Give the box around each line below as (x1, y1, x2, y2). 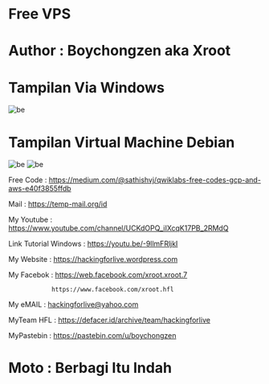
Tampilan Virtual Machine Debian (8, 133, 235, 151)
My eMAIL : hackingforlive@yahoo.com (8, 300, 139, 309)
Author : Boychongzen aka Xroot (8, 42, 231, 60)
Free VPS (8, 5, 71, 23)
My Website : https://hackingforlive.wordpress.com (8, 255, 178, 264)
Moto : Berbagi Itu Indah (8, 359, 173, 378)
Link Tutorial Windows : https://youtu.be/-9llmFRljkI (8, 239, 178, 249)
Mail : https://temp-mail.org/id (8, 199, 108, 209)
